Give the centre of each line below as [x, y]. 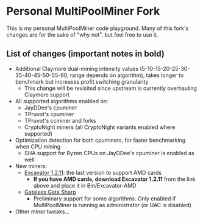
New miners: [31, 166]
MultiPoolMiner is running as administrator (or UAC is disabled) [112, 205]
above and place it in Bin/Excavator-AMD [85, 185]
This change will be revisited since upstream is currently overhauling [110, 88]
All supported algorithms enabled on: [62, 101]
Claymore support [47, 94]
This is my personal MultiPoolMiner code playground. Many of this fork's [98, 28]
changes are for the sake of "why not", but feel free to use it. [82, 34]
